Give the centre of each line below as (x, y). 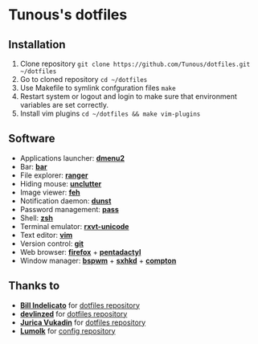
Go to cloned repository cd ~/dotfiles (84, 79)
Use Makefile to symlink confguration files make (98, 88)
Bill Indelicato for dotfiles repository (80, 305)
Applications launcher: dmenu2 (72, 158)
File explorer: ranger (54, 175)
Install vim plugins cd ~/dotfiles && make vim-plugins (110, 113)
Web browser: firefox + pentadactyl (80, 252)
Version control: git (52, 244)
